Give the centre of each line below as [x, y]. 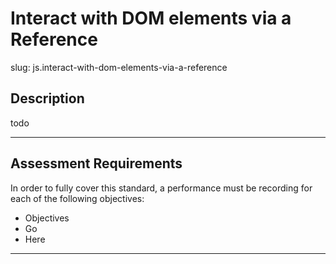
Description [47, 98]
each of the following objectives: [77, 198]
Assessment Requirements [96, 163]
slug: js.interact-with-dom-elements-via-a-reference [119, 67]
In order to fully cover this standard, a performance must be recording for [161, 188]
